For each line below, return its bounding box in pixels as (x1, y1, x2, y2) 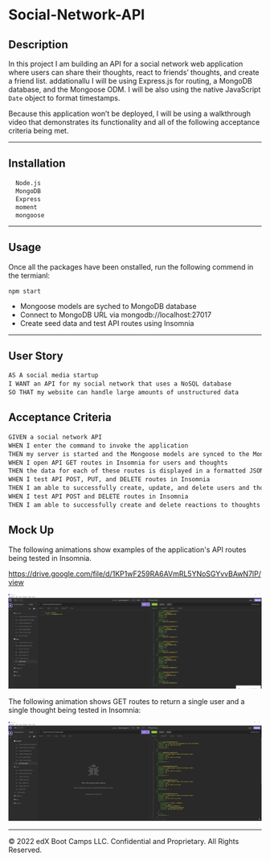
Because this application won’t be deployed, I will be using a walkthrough (8, 109, 252, 118)
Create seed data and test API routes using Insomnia (19, 318, 194, 328)
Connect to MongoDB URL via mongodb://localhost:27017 (19, 310, 211, 319)
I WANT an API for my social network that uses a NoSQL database (8, 380, 231, 388)
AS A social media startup (8, 372, 99, 380)
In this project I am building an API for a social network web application (8, 59, 243, 68)
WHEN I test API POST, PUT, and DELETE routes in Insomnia (8, 476, 211, 484)
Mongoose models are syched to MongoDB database (19, 301, 197, 311)
